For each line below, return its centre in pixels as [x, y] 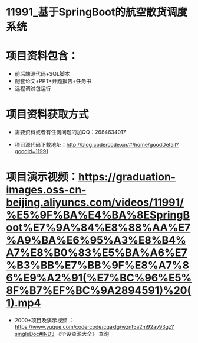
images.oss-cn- [46, 190]
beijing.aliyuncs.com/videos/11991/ [95, 203]
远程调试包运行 [33, 89]
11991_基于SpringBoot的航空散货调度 [97, 12]
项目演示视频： [42, 177]
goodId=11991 [31, 151]
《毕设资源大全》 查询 [82, 334]
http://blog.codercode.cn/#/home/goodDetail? [123, 145]
